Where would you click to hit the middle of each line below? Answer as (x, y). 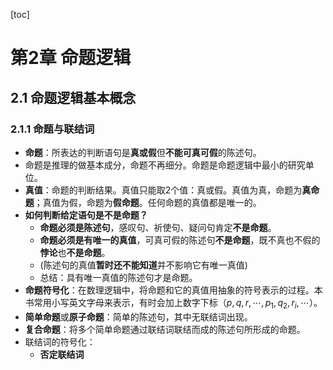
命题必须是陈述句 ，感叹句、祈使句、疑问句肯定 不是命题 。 (158, 227)
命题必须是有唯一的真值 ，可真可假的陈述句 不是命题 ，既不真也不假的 (180, 240)
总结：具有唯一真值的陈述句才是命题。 (118, 277)
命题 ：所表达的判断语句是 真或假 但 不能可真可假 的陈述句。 (143, 152)
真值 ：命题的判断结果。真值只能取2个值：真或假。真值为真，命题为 (163, 190)
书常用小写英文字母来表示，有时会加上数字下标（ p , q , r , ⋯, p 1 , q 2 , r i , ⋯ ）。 (173, 303)
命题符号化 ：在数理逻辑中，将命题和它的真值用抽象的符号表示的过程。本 (173, 290)
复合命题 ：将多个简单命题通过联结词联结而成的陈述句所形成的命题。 (165, 329)
